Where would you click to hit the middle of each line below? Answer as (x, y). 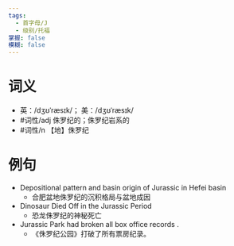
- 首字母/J (31, 23)
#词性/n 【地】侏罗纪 (54, 130)
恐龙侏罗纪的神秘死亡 (66, 215)
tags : (17, 15)
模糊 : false (27, 45)
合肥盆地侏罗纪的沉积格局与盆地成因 (91, 197)
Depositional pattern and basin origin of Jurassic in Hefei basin (123, 188)
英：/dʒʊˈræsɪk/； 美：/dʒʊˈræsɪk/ (76, 110)
